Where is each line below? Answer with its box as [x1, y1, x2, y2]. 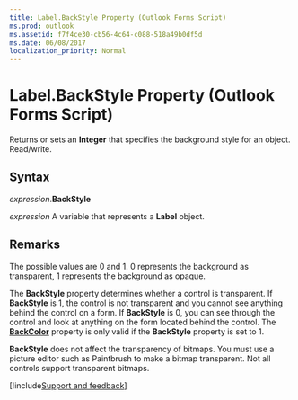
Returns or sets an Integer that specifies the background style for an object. [9, 134, 291, 145]
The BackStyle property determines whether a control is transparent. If [9, 288, 273, 298]
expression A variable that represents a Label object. [9, 210, 205, 221]
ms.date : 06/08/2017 [9, 38, 87, 48]
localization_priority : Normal [9, 47, 127, 56]
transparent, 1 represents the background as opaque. [9, 271, 206, 281]
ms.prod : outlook [9, 22, 74, 31]
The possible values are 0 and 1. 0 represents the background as [9, 261, 250, 271]
